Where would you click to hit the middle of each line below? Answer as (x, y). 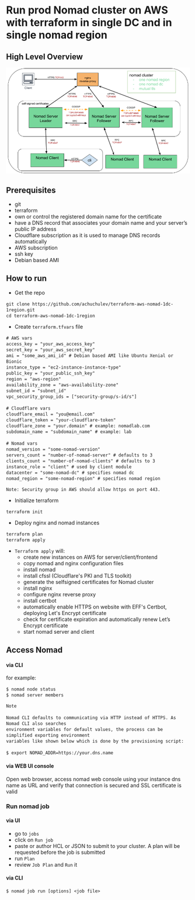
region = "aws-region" (34, 379)
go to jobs (27, 833)
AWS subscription (36, 248)
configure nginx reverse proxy (60, 594)
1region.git (20, 310)
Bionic (14, 361)
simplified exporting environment (48, 736)
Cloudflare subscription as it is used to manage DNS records (87, 235)
